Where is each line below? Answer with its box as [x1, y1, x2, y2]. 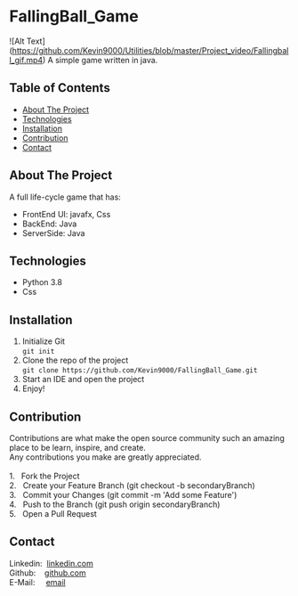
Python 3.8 [21, 277, 62, 288]
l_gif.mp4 [9, 54, 44, 65]
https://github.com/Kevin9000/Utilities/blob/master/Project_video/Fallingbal [12, 45, 289, 55]
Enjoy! [21, 383, 45, 394]
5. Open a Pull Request [9, 509, 98, 518]
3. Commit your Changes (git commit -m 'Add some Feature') [9, 490, 238, 500]
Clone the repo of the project [21, 355, 129, 366]
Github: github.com [9, 567, 86, 578]
